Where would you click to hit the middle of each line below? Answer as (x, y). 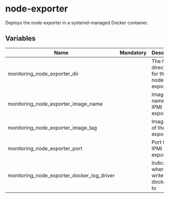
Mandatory (133, 52)
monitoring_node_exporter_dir (43, 73)
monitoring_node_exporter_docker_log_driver (61, 175)
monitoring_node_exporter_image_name (55, 104)
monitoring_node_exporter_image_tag (52, 128)
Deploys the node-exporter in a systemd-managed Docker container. (77, 23)
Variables (21, 38)
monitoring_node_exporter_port (45, 148)
